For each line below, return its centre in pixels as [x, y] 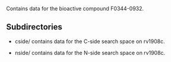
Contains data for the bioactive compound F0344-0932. [75, 9]
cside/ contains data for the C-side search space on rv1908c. [90, 41]
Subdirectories [34, 27]
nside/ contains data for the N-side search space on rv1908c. [90, 53]
